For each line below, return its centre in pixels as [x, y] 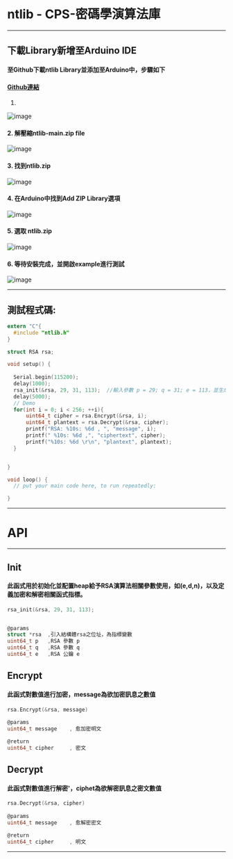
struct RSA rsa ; [31, 352]
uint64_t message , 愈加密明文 [54, 729]
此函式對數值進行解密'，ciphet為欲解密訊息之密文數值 [84, 788]
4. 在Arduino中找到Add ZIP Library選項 [64, 198]
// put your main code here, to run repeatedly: [85, 486]
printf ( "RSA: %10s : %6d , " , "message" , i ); [91, 429]
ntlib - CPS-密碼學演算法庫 [84, 14]
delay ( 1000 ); [32, 384]
